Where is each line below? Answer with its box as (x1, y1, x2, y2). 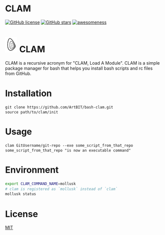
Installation (5, 88, 52, 99)
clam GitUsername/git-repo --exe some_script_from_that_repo (5, 143, 133, 148)
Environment (5, 164, 59, 175)
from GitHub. (5, 70, 32, 77)
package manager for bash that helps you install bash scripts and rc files (5, 65, 153, 71)
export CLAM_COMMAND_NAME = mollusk (5, 181, 76, 186)
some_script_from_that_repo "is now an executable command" (5, 148, 132, 153)
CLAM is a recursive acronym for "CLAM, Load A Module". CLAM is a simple (5, 60, 160, 66)
